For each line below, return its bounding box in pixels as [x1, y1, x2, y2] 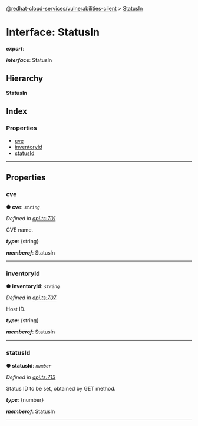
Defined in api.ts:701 [6, 215, 56, 222]
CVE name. [6, 226, 34, 233]
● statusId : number [6, 362, 52, 369]
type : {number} [6, 396, 44, 403]
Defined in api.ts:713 [6, 374, 56, 381]
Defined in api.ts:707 [6, 294, 57, 301]
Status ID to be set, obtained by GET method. [6, 385, 116, 392]
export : [6, 45, 25, 52]
